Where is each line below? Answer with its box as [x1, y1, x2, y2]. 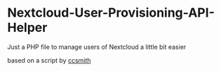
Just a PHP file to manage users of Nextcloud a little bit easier [7, 42, 187, 51]
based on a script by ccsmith [7, 56, 91, 64]
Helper [7, 19, 48, 35]
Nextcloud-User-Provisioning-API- [7, 5, 215, 21]
